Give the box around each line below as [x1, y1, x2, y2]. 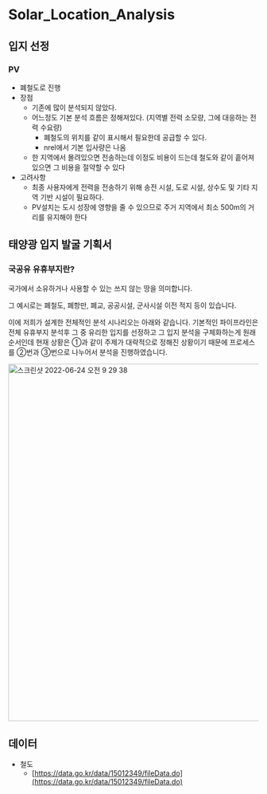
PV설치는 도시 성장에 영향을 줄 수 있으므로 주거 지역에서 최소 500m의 [31, 202, 246, 212]
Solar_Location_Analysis [8, 6, 176, 24]
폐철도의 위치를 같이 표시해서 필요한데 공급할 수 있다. [43, 132, 207, 142]
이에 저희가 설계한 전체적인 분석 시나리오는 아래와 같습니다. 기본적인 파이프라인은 [8, 317, 259, 327]
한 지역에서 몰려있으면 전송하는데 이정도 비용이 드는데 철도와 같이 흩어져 [31, 152, 255, 162]
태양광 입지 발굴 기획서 [8, 238, 113, 252]
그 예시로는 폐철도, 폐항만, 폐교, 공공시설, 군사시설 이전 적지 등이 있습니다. [8, 301, 237, 310]
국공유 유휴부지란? [8, 264, 75, 275]
